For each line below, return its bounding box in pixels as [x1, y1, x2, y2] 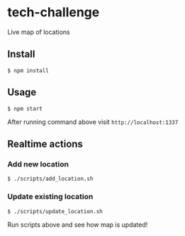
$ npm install [7, 67, 50, 74]
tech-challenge [7, 4, 100, 21]
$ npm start [7, 105, 43, 112]
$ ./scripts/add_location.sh [7, 175, 94, 183]
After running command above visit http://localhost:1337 [7, 118, 179, 126]
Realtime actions [7, 137, 84, 150]
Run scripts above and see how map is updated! [7, 220, 148, 229]
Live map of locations [7, 28, 70, 36]
